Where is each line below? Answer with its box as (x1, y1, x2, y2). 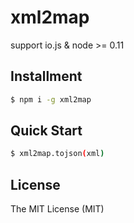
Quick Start (10, 122, 83, 140)
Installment (10, 68, 83, 85)
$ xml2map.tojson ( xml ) (10, 149, 105, 159)
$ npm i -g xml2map (10, 94, 92, 105)
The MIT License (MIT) (10, 203, 105, 215)
